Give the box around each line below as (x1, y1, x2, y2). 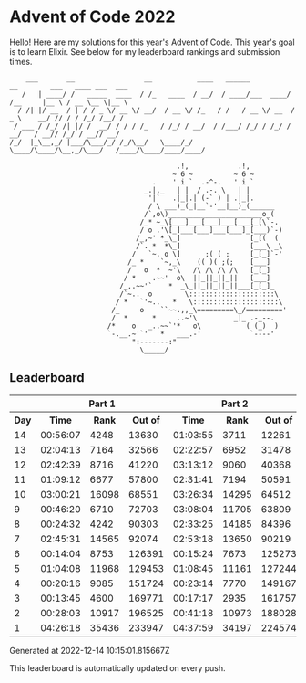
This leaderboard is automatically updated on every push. (9, 662, 226, 673)
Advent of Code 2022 (9, 6, 176, 27)
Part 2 (221, 397, 249, 410)
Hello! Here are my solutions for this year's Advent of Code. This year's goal (9, 37, 295, 47)
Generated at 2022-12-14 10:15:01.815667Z (9, 645, 170, 656)
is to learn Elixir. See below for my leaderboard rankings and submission (9, 46, 280, 57)
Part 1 (88, 397, 117, 410)
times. (9, 56, 33, 67)
